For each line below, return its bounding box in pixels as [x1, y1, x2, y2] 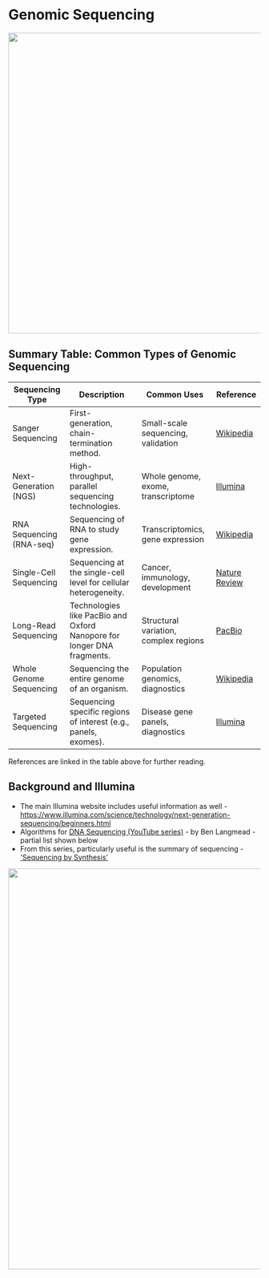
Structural [141, 615, 179, 626]
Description [78, 389, 125, 400]
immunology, [141, 572, 191, 583]
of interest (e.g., [69, 716, 130, 727]
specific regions [69, 706, 130, 717]
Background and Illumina [8, 780, 135, 794]
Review [215, 576, 243, 588]
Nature [215, 567, 242, 578]
